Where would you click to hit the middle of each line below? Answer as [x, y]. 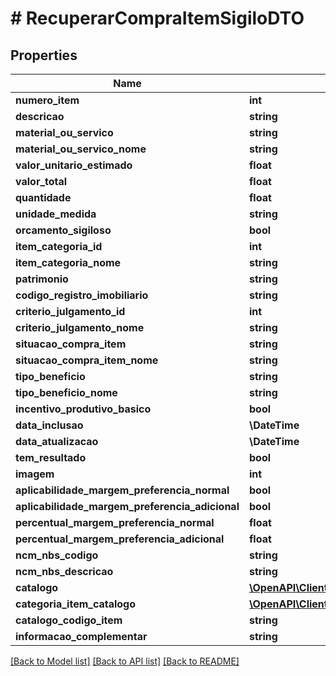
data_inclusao [49, 425]
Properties [44, 55]
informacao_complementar [81, 636]
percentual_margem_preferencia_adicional [120, 539]
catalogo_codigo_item [69, 620]
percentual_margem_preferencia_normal [115, 522]
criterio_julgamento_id [70, 311]
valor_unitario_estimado [74, 165]
